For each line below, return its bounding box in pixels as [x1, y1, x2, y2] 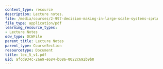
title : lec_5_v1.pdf [5, 52, 47, 57]
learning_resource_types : [5, 25, 57, 30]
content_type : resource [5, 7, 53, 12]
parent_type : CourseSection [5, 43, 62, 48]
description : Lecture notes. [5, 12, 64, 17]
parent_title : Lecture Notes [5, 39, 64, 44]
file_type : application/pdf [5, 20, 62, 26]
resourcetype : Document [5, 48, 53, 52]
